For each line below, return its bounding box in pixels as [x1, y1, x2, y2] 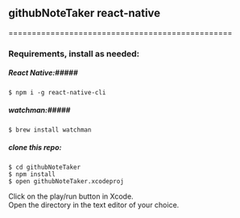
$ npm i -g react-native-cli [8, 88, 106, 96]
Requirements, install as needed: [8, 48, 140, 59]
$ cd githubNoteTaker [8, 163, 81, 171]
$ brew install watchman [8, 125, 92, 134]
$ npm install [8, 170, 56, 178]
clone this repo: [8, 143, 62, 153]
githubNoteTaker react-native [8, 6, 161, 20]
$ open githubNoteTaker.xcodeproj [8, 177, 125, 185]
